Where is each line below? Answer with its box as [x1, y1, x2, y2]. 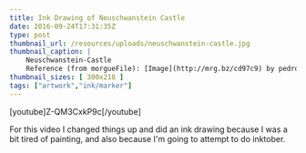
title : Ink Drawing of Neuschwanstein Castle [9, 13, 185, 23]
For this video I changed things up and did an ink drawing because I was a [9, 124, 289, 135]
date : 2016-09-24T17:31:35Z [9, 22, 117, 31]
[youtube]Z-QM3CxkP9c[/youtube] [9, 106, 141, 117]
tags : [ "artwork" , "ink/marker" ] [9, 81, 132, 90]
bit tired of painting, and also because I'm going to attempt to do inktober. [9, 133, 286, 144]
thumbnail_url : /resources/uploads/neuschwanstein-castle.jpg [9, 38, 250, 48]
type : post [9, 30, 51, 39]
